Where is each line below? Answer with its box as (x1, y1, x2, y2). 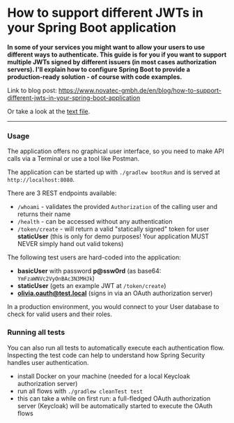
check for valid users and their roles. (7, 310, 113, 319)
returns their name (17, 210, 71, 218)
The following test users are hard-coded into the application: (7, 253, 181, 261)
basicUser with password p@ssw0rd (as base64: (17, 267, 162, 275)
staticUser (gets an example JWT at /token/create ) (17, 282, 166, 290)
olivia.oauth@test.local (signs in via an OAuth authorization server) (17, 289, 213, 298)
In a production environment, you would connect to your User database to (7, 303, 219, 311)
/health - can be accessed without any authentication (17, 217, 173, 226)
